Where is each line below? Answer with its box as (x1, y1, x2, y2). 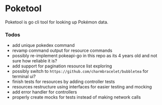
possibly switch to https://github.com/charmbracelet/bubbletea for (12, 68, 149, 74)
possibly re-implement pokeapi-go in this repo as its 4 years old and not (12, 53, 158, 59)
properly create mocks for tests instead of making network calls (12, 94, 141, 100)
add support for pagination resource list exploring (12, 63, 112, 69)
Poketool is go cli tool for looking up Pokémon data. (5, 19, 109, 25)
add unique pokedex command (12, 42, 75, 48)
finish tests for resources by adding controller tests (12, 79, 115, 84)
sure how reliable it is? (12, 58, 58, 64)
